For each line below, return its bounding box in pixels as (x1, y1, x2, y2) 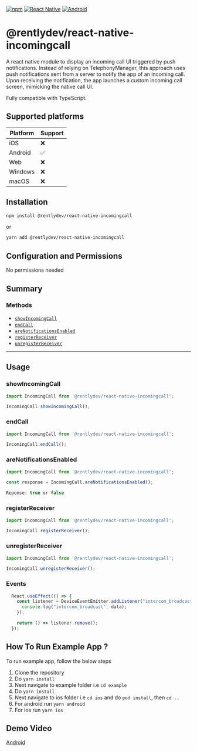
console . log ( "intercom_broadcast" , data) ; (21, 604, 127, 610)
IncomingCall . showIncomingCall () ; (6, 403, 91, 410)
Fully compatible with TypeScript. (6, 94, 87, 101)
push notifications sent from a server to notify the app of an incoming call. (6, 71, 185, 78)
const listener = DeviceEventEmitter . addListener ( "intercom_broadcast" (16, 599, 195, 605)
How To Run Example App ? (6, 642, 108, 652)
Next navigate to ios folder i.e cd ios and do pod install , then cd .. (14, 694, 180, 701)
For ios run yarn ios (14, 706, 63, 713)
